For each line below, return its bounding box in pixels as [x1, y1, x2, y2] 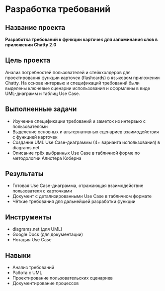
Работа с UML [12, 270, 42, 276]
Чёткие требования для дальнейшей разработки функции [12, 198, 136, 204]
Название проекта [5, 23, 66, 32]
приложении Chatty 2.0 [5, 42, 57, 48]
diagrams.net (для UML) [12, 226, 63, 232]
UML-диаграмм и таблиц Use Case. [5, 91, 81, 97]
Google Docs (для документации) [12, 231, 83, 237]
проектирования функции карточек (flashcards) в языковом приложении [5, 75, 160, 81]
